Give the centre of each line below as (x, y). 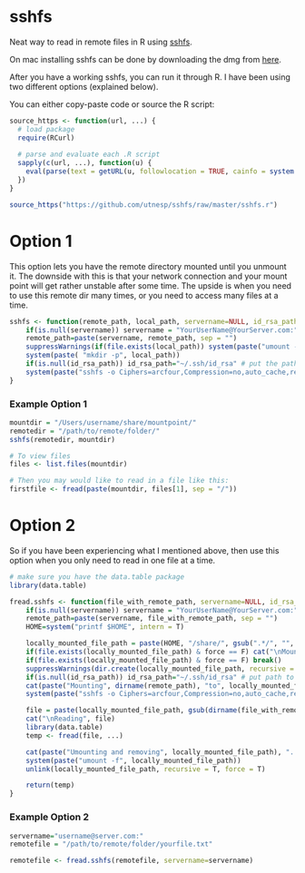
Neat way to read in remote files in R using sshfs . (101, 42)
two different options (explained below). (84, 86)
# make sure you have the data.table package (97, 577)
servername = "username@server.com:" (77, 836)
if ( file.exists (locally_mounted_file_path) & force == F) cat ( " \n (154, 652)
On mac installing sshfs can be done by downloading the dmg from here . (145, 59)
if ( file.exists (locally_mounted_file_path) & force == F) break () (154, 660)
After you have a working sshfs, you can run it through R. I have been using (150, 77)
